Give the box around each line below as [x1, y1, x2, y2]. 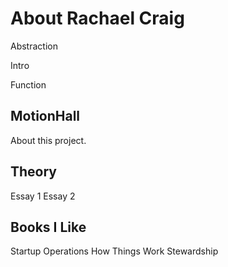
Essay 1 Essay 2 [10, 190, 76, 202]
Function [10, 78, 47, 91]
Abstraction [10, 40, 58, 52]
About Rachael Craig [10, 7, 185, 30]
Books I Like [10, 218, 87, 236]
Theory [10, 163, 58, 181]
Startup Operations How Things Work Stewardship [10, 245, 219, 257]
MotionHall [10, 108, 81, 125]
